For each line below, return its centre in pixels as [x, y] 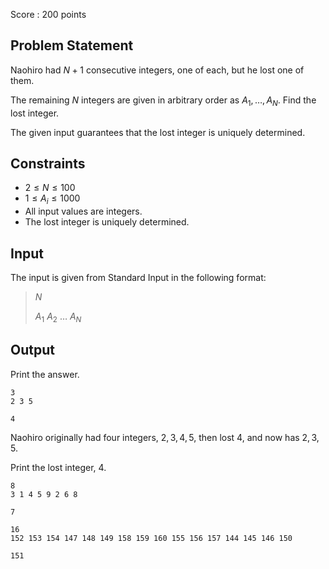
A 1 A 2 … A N [58, 317]
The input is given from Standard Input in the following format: [138, 278]
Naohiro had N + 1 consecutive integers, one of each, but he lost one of [157, 70]
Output [32, 350]
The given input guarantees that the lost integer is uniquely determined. [158, 132]
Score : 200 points [48, 14]
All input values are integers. [83, 211]
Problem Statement [72, 45]
